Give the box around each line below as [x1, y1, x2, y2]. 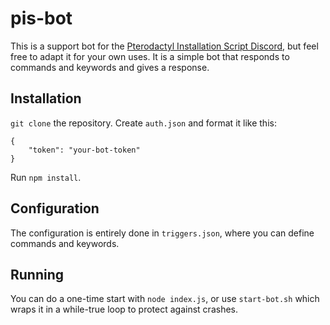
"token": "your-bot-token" [28, 145, 141, 155]
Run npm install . [10, 171, 82, 183]
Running [10, 266, 65, 283]
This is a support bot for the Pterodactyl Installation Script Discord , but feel [10, 40, 319, 52]
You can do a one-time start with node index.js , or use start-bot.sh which [10, 293, 320, 305]
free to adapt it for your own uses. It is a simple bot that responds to [10, 50, 290, 62]
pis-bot [10, 7, 73, 30]
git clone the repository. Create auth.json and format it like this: [10, 117, 277, 129]
